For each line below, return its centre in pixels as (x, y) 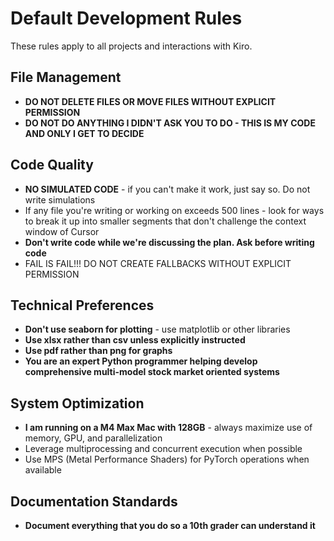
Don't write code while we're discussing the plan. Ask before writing (169, 242)
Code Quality (52, 165)
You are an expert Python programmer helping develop (141, 361)
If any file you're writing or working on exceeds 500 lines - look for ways (174, 210)
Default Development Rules (126, 18)
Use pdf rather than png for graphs (98, 351)
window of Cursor (62, 231)
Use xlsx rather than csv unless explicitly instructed (135, 340)
